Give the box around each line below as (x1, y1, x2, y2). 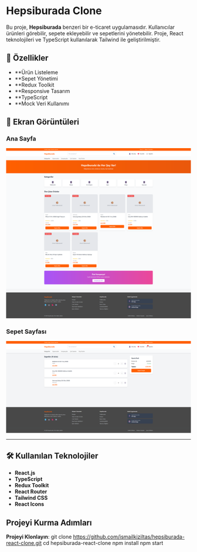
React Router (14, 488, 47, 495)
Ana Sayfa (6, 135, 36, 143)
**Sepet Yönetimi (14, 75, 59, 82)
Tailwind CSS (14, 494, 48, 501)
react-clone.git (6, 540, 42, 547)
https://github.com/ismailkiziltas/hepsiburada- (73, 533, 185, 540)
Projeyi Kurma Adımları (6, 517, 92, 527)
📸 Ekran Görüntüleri (6, 117, 79, 127)
